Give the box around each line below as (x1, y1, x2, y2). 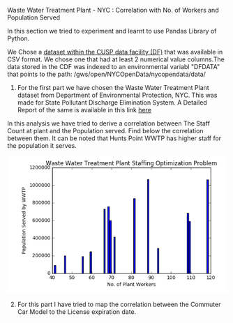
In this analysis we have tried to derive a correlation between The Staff (7, 119, 211, 128)
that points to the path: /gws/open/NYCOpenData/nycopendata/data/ (7, 70, 206, 78)
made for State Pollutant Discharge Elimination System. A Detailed (17, 98, 207, 107)
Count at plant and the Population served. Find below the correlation (7, 127, 204, 135)
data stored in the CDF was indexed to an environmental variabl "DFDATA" (7, 63, 220, 70)
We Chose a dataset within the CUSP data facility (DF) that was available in (7, 48, 223, 56)
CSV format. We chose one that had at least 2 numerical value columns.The (7, 55, 225, 63)
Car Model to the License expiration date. (17, 307, 137, 316)
